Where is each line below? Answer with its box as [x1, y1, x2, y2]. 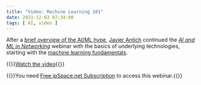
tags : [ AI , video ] [6, 20, 58, 26]
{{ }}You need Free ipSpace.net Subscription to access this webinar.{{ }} [6, 72, 182, 80]
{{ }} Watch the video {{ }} [6, 60, 65, 68]
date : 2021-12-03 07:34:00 [6, 14, 74, 20]
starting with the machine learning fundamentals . [6, 49, 128, 56]
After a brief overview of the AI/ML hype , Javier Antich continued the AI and [6, 37, 195, 44]
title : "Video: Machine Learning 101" [6, 8, 104, 15]
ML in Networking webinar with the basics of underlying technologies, [6, 42, 181, 50]
